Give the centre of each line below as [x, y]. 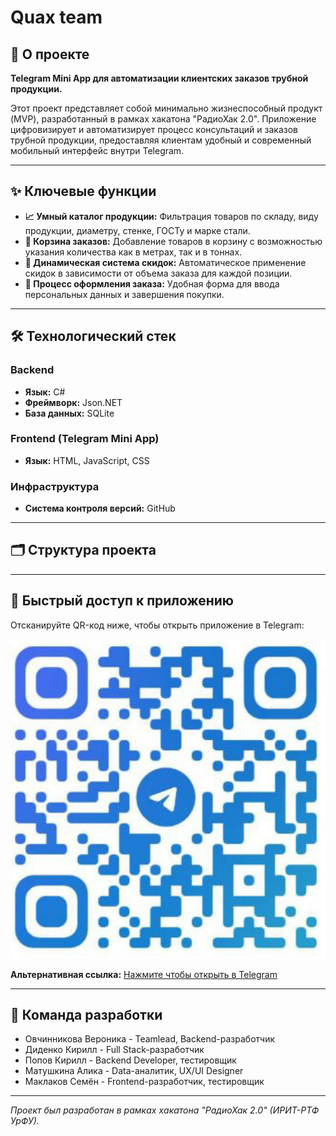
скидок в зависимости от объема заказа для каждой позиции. [158, 273]
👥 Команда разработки [86, 1014]
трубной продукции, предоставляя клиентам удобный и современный [161, 140]
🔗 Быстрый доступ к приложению [122, 601]
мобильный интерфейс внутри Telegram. [97, 150]
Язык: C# [45, 392]
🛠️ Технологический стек [93, 336]
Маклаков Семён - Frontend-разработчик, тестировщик [144, 1082]
